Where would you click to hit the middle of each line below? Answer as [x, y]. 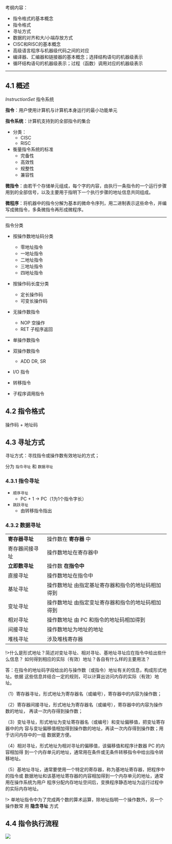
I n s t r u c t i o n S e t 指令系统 [30, 99]
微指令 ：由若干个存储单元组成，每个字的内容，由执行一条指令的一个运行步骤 [86, 186]
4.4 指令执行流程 [32, 824]
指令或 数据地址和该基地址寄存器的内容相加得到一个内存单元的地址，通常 [87, 776]
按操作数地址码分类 [33, 236]
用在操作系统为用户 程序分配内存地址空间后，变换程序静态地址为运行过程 [82, 782]
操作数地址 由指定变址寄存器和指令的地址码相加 [104, 603]
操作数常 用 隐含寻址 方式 [32, 806]
